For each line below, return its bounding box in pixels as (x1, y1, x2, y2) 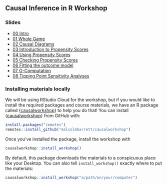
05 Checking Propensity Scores (12, 57, 78, 63)
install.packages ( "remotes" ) (5, 122, 66, 127)
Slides (5, 19, 21, 26)
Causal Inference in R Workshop (5, 4, 107, 12)
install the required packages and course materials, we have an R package (5, 102, 158, 108)
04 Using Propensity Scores (12, 51, 71, 57)
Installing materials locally (5, 85, 70, 92)
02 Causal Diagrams (12, 41, 54, 47)
